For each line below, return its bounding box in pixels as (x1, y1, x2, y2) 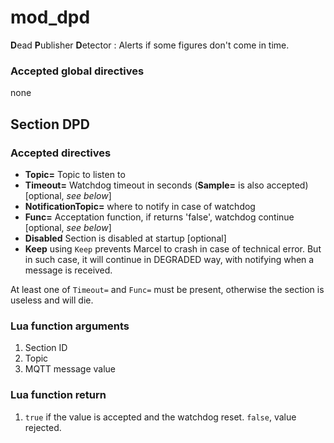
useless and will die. (10, 294, 94, 306)
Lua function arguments (10, 319, 130, 333)
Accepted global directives (10, 64, 145, 78)
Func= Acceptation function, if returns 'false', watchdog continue (24, 211, 295, 223)
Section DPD (10, 116, 90, 133)
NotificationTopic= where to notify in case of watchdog (24, 200, 256, 212)
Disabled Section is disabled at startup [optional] (24, 232, 227, 244)
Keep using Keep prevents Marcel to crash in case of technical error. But (24, 242, 322, 255)
